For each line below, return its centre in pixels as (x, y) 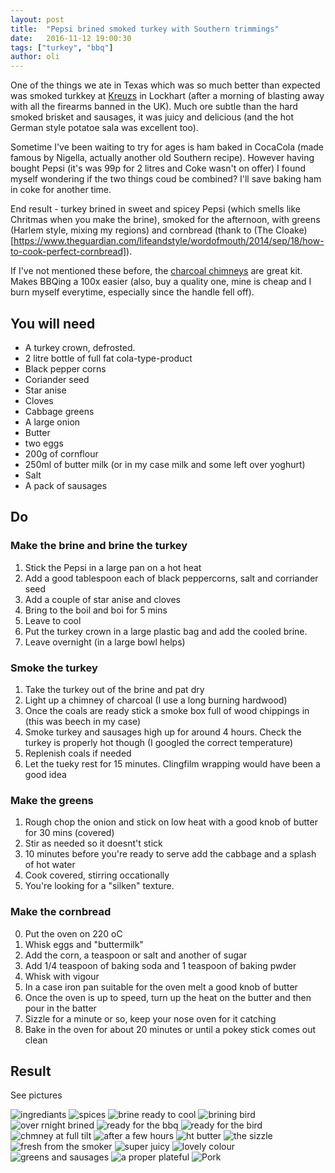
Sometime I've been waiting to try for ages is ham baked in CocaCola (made (167, 147)
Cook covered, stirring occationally (97, 875)
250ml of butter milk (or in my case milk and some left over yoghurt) (165, 464)
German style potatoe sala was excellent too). (104, 128)
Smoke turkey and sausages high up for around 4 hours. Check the (163, 732)
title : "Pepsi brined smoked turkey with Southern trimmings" (145, 29)
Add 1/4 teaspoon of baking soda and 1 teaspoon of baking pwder (160, 965)
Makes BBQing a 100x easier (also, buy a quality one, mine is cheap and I (161, 282)
